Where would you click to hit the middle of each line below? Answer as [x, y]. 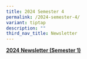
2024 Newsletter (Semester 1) [43, 50]
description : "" [26, 28]
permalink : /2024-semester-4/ [43, 17]
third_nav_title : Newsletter [42, 34]
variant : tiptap [26, 22]
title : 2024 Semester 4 [35, 12]
